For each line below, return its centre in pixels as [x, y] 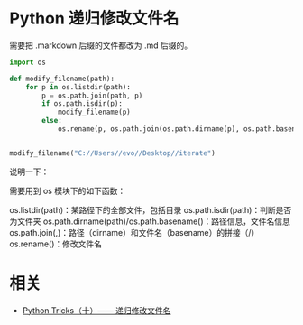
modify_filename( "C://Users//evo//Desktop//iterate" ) [113, 153]
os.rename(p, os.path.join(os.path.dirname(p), [149, 129]
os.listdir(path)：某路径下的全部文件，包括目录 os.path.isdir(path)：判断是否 [151, 209]
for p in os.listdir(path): [78, 87]
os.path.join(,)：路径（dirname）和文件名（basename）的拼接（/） [134, 232]
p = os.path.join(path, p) [92, 96]
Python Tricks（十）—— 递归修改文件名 [96, 310]
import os [28, 62]
